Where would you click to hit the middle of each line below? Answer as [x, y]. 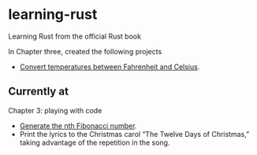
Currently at [39, 92]
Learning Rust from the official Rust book [75, 36]
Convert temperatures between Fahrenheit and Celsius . [110, 66]
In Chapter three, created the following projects [85, 51]
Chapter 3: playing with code [55, 110]
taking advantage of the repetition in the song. [95, 142]
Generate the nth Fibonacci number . [78, 125]
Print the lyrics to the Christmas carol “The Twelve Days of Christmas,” [134, 134]
